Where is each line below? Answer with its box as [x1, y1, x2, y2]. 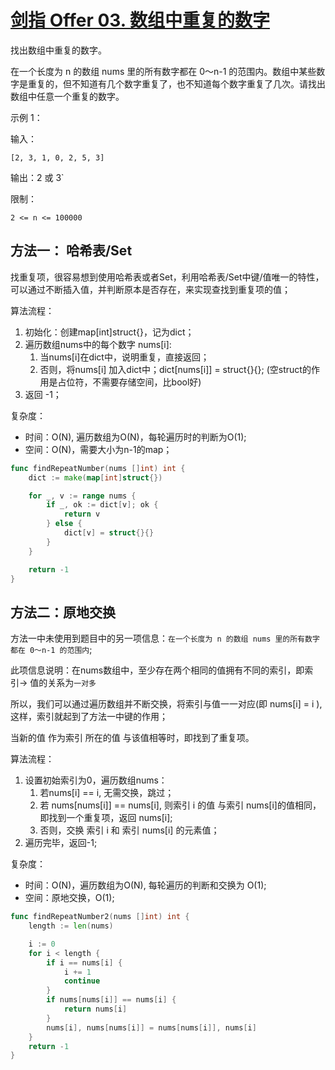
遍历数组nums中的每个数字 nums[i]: [24, 338, 172, 350]
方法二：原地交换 [10, 604, 116, 621]
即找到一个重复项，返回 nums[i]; [39, 812, 173, 824]
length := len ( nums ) [28, 921, 114, 931]
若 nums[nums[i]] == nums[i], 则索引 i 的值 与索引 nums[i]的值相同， [39, 799, 322, 811]
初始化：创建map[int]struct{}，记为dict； [24, 326, 195, 338]
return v [63, 509, 101, 520]
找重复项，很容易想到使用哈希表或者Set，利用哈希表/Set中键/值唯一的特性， [10, 271, 325, 283]
